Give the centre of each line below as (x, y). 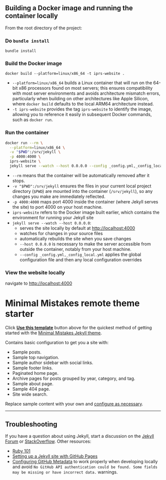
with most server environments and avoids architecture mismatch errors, (86, 93)
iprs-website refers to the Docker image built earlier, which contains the (86, 212)
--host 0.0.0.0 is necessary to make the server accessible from (85, 244)
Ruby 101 (21, 451)
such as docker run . (33, 120)
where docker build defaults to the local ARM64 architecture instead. (83, 104)
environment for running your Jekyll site (53, 217)
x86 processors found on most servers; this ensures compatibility (86, 88)
